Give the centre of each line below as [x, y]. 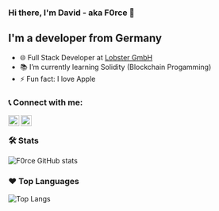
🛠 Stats [24, 140]
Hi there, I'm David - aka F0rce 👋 [71, 13]
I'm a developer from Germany [85, 38]
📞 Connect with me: [46, 102]
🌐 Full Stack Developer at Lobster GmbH [86, 57]
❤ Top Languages [44, 182]
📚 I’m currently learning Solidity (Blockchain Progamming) [115, 67]
